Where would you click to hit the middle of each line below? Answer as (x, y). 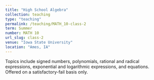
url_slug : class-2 (24, 38)
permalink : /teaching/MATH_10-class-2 (46, 24)
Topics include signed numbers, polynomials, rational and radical (72, 61)
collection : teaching (28, 14)
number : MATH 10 (22, 33)
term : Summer (19, 28)
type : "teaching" (23, 19)
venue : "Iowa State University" (39, 42)
